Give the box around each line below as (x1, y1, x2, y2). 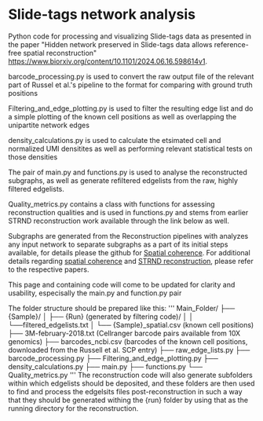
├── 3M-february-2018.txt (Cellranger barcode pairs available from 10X (8, 328, 241, 338)
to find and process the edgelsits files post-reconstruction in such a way (8, 386, 243, 396)
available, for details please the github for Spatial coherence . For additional (8, 247, 251, 257)
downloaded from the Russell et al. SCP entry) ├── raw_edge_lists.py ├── (8, 345, 250, 354)
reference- (214, 39, 249, 49)
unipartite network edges (8, 120, 90, 130)
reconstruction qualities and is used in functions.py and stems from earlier (8, 207, 249, 217)
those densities (8, 152, 58, 162)
